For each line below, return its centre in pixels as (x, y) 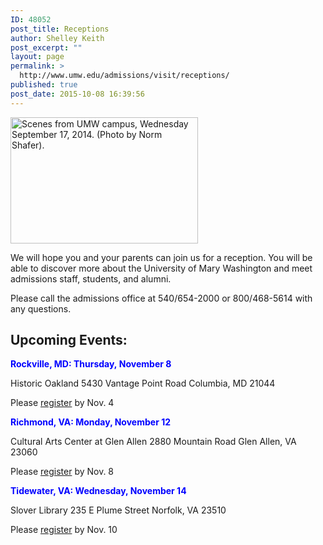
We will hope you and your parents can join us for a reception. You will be (161, 257)
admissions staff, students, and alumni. (91, 278)
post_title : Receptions (60, 29)
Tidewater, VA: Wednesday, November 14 (98, 491)
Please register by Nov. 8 (62, 472)
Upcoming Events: (69, 340)
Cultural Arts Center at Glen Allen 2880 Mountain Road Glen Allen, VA (153, 442)
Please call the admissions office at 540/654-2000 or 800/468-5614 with (161, 298)
